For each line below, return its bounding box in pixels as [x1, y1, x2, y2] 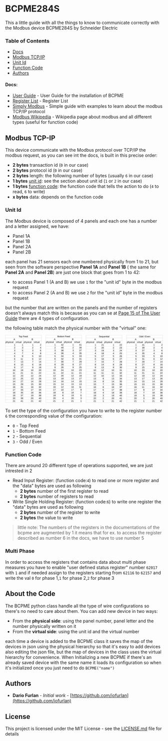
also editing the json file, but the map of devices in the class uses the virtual [5, 649, 161, 655]
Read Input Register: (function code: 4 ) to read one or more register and [12, 478, 159, 484]
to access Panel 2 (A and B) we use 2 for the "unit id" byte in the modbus [12, 289, 163, 295]
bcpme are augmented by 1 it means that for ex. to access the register [17, 530, 162, 536]
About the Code [5, 589, 55, 598]
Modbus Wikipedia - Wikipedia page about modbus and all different [12, 114, 152, 120]
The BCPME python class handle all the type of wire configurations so [5, 603, 149, 609]
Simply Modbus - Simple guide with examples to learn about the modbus [12, 103, 162, 109]
